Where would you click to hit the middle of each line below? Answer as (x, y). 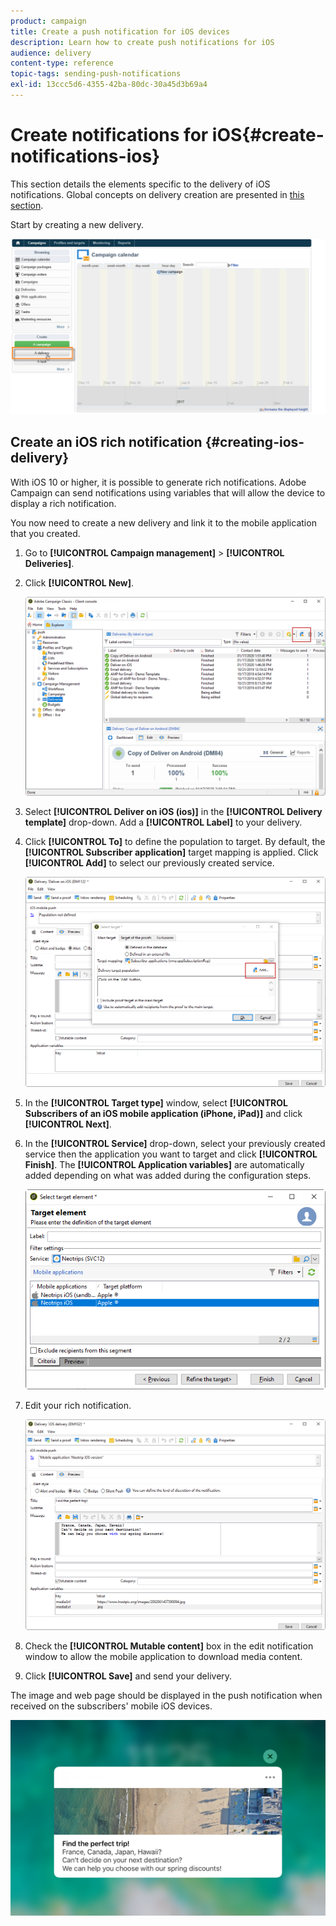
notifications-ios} (85, 156)
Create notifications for (109, 135)
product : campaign (48, 21)
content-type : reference (62, 63)
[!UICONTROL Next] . (68, 1124)
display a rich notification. (63, 503)
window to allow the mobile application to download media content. (163, 1656)
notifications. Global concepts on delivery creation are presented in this (157, 194)
